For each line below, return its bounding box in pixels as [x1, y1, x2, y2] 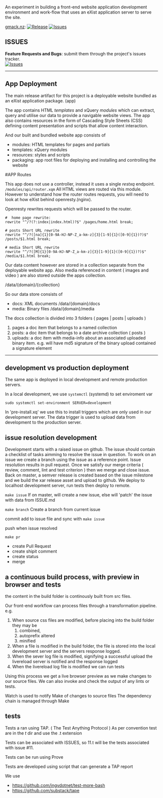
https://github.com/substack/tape [12, 787, 80, 793]
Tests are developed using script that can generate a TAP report [5, 764, 133, 769]
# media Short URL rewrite [5, 245, 60, 250]
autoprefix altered [19, 633, 55, 639]
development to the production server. [5, 420, 82, 425]
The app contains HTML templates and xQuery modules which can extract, [5, 107, 155, 113]
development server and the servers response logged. [12, 648, 121, 654]
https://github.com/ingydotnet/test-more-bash [12, 782, 105, 788]
